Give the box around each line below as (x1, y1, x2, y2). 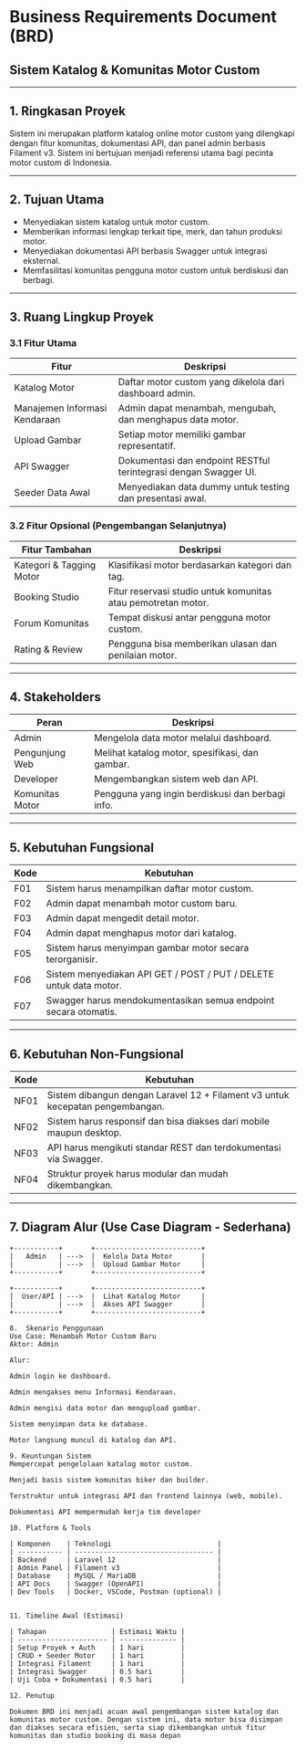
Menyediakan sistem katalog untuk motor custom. (22, 216, 210, 227)
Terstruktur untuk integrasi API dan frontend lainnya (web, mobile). (9, 1491, 283, 1501)
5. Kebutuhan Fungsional (9, 840, 155, 855)
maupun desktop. (46, 1126, 122, 1139)
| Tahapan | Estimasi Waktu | (9, 1627, 185, 1636)
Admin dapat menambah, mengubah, (117, 402, 277, 414)
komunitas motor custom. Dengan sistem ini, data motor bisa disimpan (9, 1714, 283, 1724)
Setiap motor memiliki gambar (117, 428, 247, 441)
